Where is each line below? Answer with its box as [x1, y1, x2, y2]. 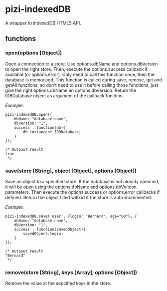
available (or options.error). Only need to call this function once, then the [5, 71, 155, 77]
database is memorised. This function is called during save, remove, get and [5, 76, 162, 83]
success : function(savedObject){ [14, 227, 86, 232]
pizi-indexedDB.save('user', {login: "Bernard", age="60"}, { [5, 214, 137, 219]
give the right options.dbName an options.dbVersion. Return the [5, 87, 136, 93]
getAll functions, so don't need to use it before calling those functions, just [5, 82, 159, 88]
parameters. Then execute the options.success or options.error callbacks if [5, 189, 160, 195]
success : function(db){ [14, 125, 66, 130]
